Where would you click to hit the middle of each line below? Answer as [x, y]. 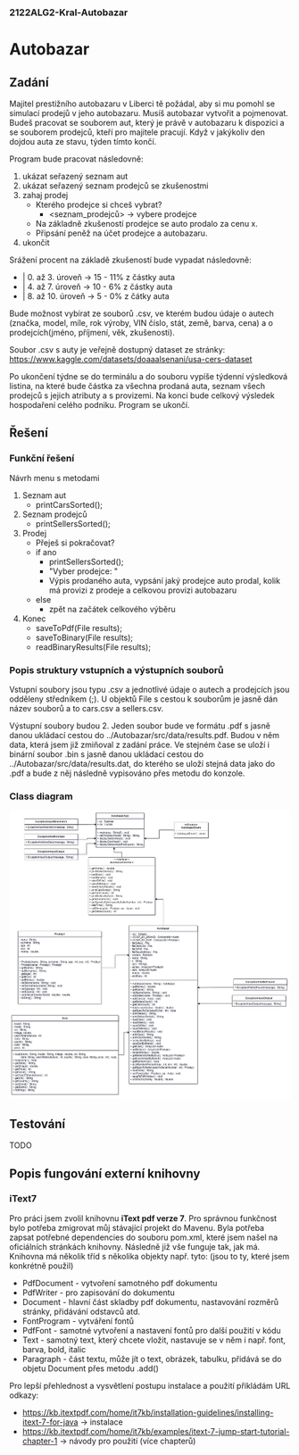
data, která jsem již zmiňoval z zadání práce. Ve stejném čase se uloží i [140, 744]
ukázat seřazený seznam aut [75, 176]
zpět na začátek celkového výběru [112, 609]
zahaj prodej [45, 195]
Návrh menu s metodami [54, 478]
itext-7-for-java [50, 1422]
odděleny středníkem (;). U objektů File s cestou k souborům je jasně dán [144, 699]
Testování [37, 1123]
